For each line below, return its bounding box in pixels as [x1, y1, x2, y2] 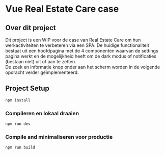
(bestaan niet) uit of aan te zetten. [5, 59, 76, 64]
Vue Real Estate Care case [5, 3, 119, 15]
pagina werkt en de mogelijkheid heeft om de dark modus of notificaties [5, 53, 157, 59]
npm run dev [5, 121, 31, 126]
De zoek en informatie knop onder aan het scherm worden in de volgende [5, 64, 160, 70]
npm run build [5, 145, 36, 150]
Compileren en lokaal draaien [5, 110, 79, 117]
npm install [5, 97, 31, 102]
